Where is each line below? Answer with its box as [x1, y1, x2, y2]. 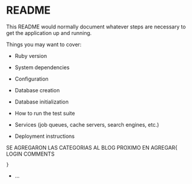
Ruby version [14, 52, 47, 59]
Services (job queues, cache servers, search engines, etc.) [14, 121, 159, 128]
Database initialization [14, 98, 69, 105]
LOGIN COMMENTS [6, 150, 55, 157]
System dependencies [14, 63, 70, 71]
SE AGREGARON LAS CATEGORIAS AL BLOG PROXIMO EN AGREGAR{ [6, 144, 178, 151]
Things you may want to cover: [6, 41, 82, 48]
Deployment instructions [14, 133, 75, 140]
